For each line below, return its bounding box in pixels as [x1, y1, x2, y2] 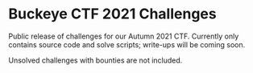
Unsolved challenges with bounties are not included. [8, 55, 183, 65]
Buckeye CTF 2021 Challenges [8, 5, 217, 23]
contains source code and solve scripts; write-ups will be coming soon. [8, 39, 246, 49]
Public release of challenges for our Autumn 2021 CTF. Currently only [8, 31, 239, 41]
